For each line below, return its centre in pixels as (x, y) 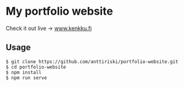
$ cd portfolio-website (36, 67)
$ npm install (24, 72)
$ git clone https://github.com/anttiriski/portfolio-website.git (92, 62)
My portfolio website (60, 11)
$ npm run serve (26, 78)
